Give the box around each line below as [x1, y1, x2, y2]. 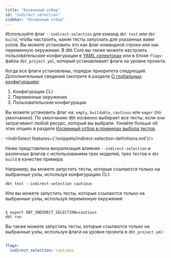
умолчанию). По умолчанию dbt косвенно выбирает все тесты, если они [5, 115, 165, 121]
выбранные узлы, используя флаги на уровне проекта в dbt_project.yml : [5, 229, 164, 235]
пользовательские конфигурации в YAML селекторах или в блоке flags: [5, 53, 164, 59]
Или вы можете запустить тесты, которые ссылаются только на [5, 190, 145, 196]
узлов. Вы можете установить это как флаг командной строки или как [5, 42, 159, 48]
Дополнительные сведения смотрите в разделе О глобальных [5, 73, 142, 80]
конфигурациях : [5, 79, 40, 85]
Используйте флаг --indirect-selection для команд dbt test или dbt [5, 31, 156, 37]
